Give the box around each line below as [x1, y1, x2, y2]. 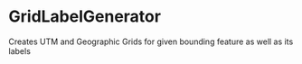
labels [8, 45, 31, 56]
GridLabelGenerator [8, 6, 162, 27]
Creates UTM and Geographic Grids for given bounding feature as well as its [8, 36, 294, 47]
